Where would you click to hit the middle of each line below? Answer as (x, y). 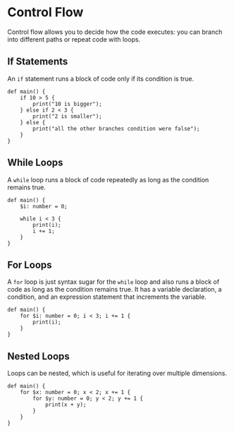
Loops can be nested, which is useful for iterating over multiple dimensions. (117, 373)
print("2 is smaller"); (67, 116)
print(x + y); (66, 405)
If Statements (38, 62)
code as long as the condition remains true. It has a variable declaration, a (115, 290)
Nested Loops (39, 356)
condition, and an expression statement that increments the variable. (107, 297)
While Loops (35, 163)
